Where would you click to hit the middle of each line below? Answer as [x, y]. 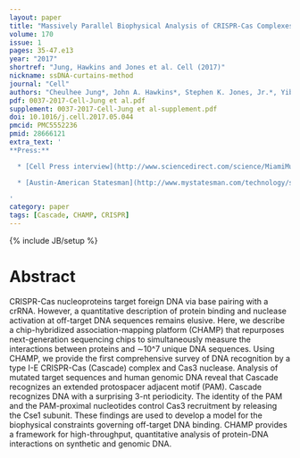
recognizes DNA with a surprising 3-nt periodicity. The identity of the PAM [146, 396]
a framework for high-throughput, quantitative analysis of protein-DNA [139, 434]
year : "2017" [33, 59]
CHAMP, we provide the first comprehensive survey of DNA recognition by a [150, 358]
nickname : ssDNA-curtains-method [71, 76]
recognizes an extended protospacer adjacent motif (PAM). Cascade [135, 387]
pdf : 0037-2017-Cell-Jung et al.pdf [77, 100]
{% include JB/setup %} [54, 241]
